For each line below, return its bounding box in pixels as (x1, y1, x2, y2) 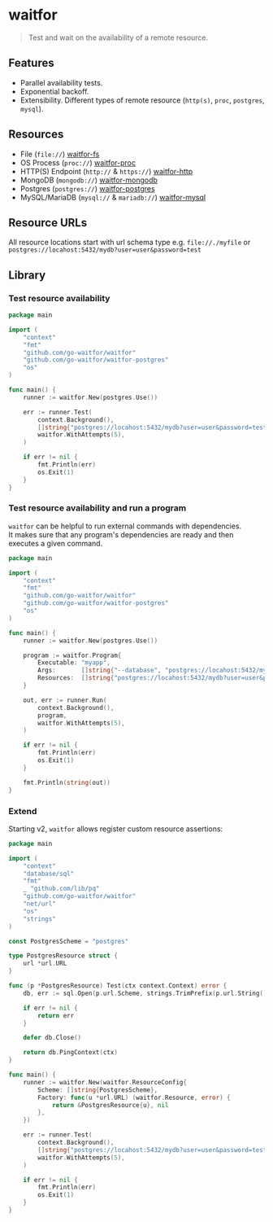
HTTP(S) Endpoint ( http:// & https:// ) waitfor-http (19, 166, 193, 176)
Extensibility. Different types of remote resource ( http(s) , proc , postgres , (19, 95, 265, 105)
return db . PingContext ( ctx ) (23, 1049, 118, 1057)
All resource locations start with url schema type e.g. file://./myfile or (8, 238, 251, 247)
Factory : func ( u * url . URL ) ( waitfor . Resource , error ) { (37, 1093, 231, 1102)
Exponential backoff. (19, 86, 89, 96)
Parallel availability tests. (19, 77, 103, 87)
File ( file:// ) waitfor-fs (19, 149, 100, 159)
